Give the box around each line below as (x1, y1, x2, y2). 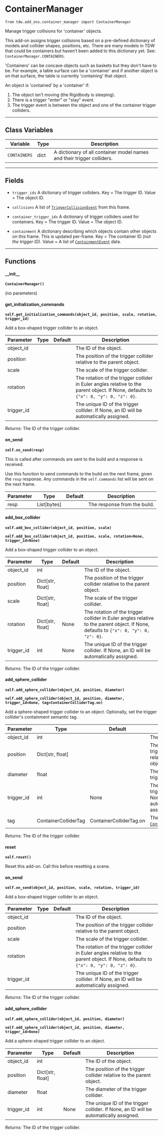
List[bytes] (36, 501, 62, 508)
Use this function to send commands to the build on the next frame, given (5, 470, 152, 476)
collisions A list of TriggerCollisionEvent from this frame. (12, 204, 130, 210)
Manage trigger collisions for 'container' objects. (5, 28, 102, 34)
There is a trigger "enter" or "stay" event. (12, 97, 95, 103)
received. (5, 461, 24, 467)
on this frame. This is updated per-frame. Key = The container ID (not (12, 233, 151, 239)
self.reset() (5, 855, 32, 860)
